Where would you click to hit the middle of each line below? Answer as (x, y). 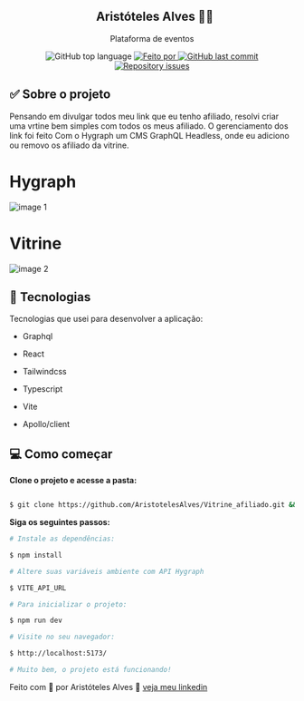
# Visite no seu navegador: (62, 637)
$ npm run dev (36, 621)
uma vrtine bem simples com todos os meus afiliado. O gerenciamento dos (149, 126)
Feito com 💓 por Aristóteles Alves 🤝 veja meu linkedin (109, 686)
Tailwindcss (44, 372)
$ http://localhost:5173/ (58, 654)
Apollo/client (46, 424)
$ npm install (36, 555)
